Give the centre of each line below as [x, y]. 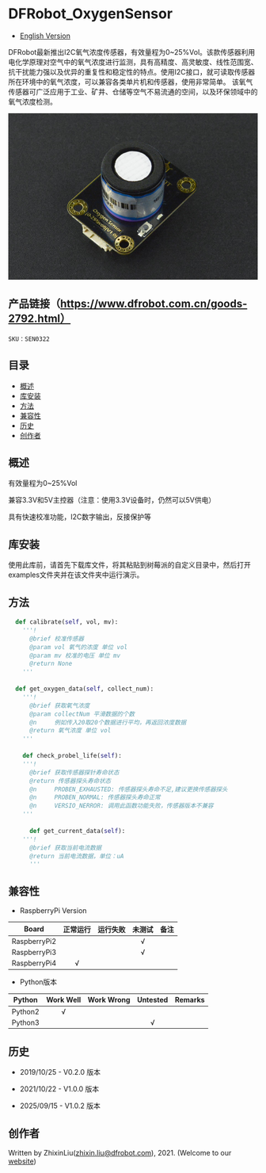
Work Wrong [109, 1000]
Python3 [25, 1022]
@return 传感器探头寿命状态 [70, 781]
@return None [51, 664]
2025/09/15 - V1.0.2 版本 [60, 1106]
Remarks [190, 1000]
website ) [23, 1161]
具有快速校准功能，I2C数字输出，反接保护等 [80, 517]
